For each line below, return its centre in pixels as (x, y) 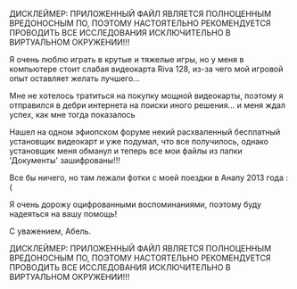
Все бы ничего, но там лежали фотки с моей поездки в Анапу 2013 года (146, 178)
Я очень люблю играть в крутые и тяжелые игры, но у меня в (127, 59)
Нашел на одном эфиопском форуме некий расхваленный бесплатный (145, 132)
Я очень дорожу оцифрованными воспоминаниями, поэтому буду (135, 204)
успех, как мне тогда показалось (72, 115)
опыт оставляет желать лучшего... (74, 78)
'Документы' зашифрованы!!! (65, 160)
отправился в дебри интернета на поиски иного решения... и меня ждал (148, 105)
